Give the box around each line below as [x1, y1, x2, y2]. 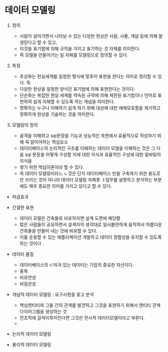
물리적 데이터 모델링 [12, 341, 51, 347]
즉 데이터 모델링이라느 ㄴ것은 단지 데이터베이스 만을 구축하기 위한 [19, 170, 147, 177]
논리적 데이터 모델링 [12, 331, 51, 337]
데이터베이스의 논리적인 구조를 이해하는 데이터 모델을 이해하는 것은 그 [19, 145, 155, 151]
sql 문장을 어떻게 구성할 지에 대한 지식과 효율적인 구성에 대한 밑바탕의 [25, 151, 161, 157]
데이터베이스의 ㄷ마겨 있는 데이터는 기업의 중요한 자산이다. [19, 262, 134, 268]
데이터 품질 [12, 251, 34, 257]
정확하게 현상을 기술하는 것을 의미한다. [19, 111, 95, 117]
